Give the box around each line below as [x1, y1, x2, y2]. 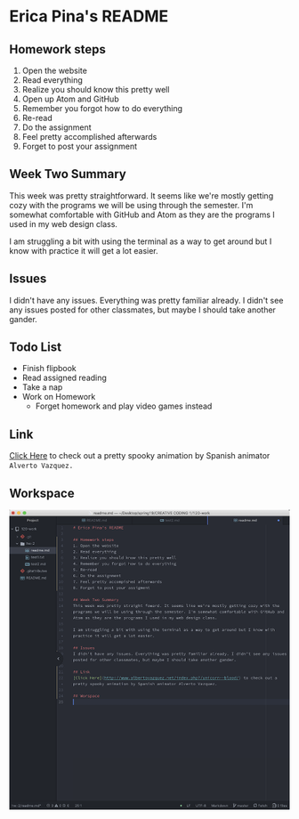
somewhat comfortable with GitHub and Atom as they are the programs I [9, 209, 276, 220]
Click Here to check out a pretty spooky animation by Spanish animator [9, 450, 271, 461]
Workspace [9, 485, 75, 500]
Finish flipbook [21, 363, 77, 374]
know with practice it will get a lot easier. [9, 245, 158, 255]
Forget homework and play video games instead [35, 401, 213, 411]
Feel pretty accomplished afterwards [21, 132, 158, 142]
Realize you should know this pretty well [21, 85, 170, 94]
